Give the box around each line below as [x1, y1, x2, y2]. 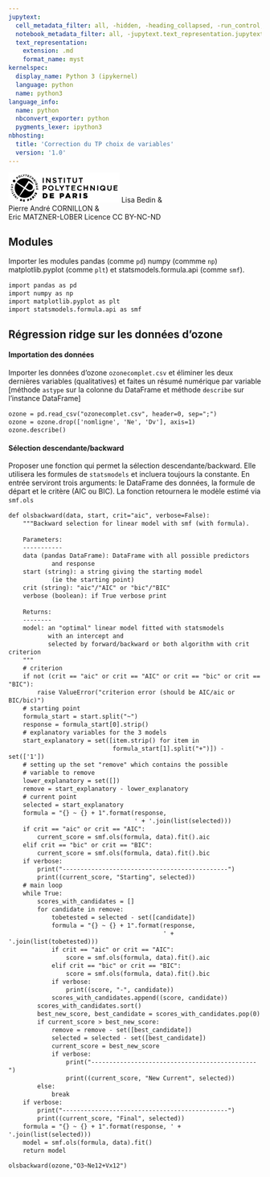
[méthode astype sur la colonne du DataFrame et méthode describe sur [8, 385, 245, 395]
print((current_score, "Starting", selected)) [37, 873, 196, 882]
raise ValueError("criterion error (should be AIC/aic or [37, 688, 235, 697]
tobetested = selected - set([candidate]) [51, 913, 196, 922]
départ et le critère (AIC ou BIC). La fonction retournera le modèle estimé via [8, 486, 261, 496]
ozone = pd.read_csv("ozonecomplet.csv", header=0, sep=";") [8, 410, 218, 418]
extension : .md [22, 47, 74, 55]
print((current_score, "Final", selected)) [37, 1114, 185, 1123]
